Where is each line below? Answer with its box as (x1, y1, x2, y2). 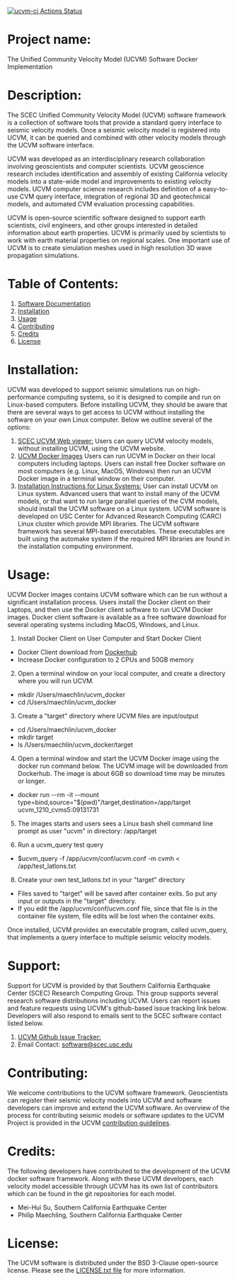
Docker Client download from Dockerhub (17, 648, 138, 656)
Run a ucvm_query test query (17, 840, 104, 849)
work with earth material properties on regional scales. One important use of (7, 236, 230, 244)
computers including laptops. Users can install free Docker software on (17, 459, 226, 468)
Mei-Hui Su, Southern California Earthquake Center (17, 1203, 168, 1212)
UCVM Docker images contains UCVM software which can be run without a (7, 590, 228, 599)
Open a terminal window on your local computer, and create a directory (17, 669, 226, 677)
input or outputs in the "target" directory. (17, 896, 137, 905)
